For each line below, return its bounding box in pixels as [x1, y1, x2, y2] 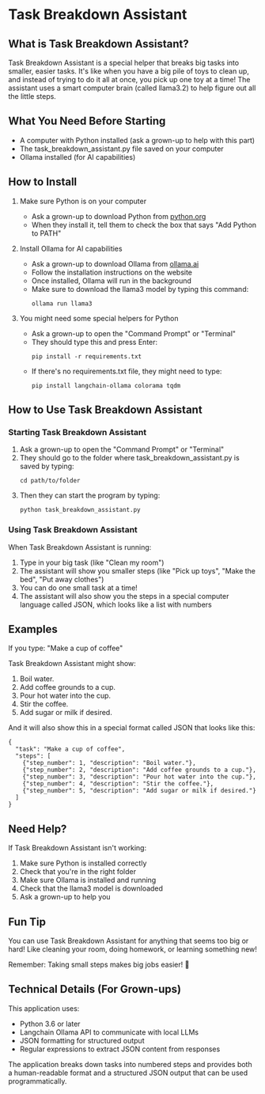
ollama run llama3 [31, 299, 93, 308]
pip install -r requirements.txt [31, 352, 142, 361]
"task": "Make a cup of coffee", [15, 745, 126, 753]
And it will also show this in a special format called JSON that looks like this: [8, 723, 256, 732]
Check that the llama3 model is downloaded [19, 884, 164, 893]
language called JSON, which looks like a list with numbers [19, 600, 212, 609]
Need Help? [8, 822, 67, 835]
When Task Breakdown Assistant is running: [8, 542, 152, 551]
